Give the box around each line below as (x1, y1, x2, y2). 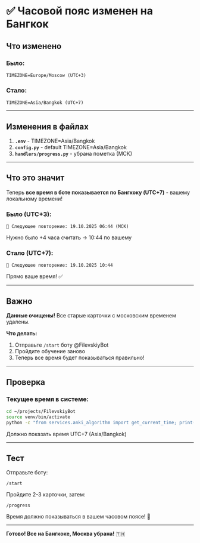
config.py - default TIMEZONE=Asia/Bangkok (14, 143, 127, 150)
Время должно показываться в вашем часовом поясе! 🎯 (6, 513, 151, 520)
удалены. (6, 318, 30, 326)
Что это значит (6, 173, 65, 183)
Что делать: (6, 330, 37, 337)
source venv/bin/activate (6, 414, 70, 420)
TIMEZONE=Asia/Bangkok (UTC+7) (6, 100, 84, 106)
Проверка (6, 377, 46, 387)
